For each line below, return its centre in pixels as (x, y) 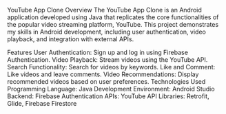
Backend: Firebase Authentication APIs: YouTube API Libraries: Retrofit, (108, 96)
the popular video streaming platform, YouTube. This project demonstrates (113, 24)
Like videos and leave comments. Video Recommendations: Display (103, 74)
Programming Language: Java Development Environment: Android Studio (111, 89)
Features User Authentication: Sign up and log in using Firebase (97, 52)
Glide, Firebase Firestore (42, 103)
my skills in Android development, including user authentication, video (107, 32)
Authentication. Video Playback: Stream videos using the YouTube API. (107, 60)
